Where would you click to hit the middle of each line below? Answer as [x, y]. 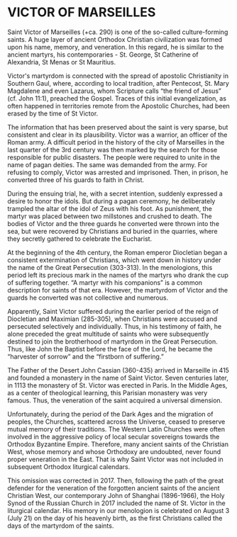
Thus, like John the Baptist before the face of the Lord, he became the [110, 349]
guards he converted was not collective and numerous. [88, 298]
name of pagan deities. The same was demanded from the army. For [108, 164]
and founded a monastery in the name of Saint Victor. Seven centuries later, [118, 378]
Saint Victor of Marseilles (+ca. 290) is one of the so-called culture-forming [118, 32]
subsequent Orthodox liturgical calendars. [69, 467]
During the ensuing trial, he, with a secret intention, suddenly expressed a [115, 193]
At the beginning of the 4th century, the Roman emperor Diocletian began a [117, 252]
